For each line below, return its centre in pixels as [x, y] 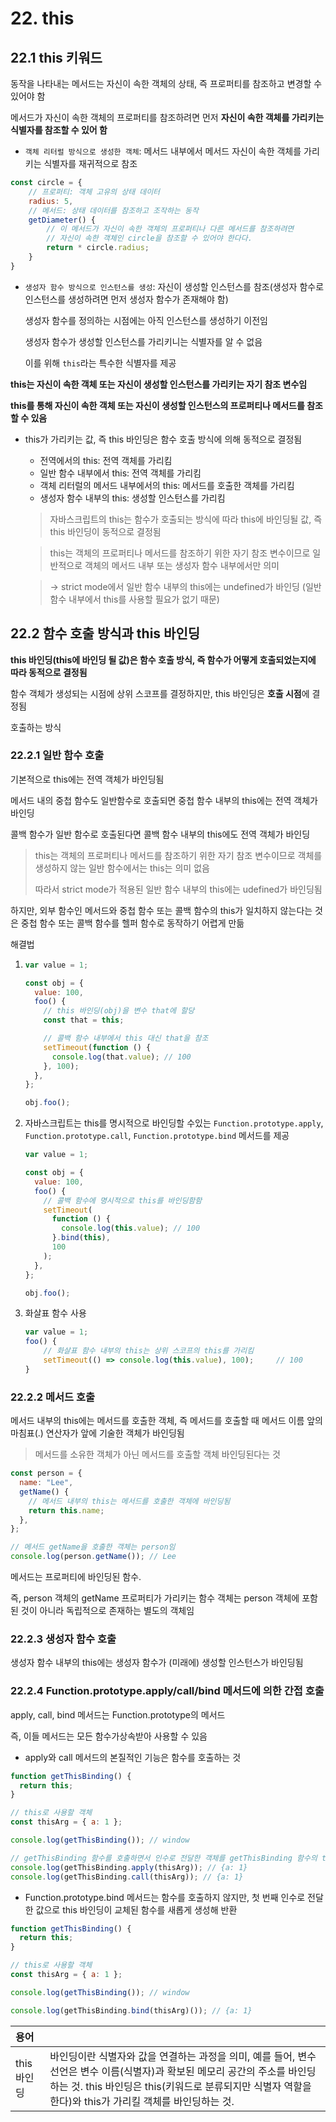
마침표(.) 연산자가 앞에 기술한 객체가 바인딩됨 [97, 1433]
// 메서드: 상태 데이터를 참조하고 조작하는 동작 [113, 210]
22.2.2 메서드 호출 [53, 1397]
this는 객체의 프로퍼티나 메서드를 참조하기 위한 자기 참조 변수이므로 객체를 [178, 855]
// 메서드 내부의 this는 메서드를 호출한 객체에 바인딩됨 [129, 1501]
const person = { [46, 1473]
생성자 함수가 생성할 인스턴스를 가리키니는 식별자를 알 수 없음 [143, 341]
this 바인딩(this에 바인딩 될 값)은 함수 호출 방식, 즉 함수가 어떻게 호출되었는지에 [163, 659]
